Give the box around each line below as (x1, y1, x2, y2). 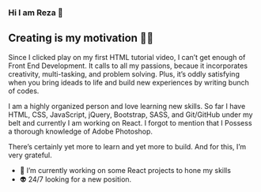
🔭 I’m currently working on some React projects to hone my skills (19, 165, 232, 175)
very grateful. (8, 150, 53, 160)
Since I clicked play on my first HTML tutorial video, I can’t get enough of (8, 52, 246, 62)
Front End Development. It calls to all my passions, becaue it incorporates (8, 61, 248, 70)
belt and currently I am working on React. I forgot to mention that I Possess (8, 118, 252, 127)
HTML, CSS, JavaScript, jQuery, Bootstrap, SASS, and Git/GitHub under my (8, 110, 253, 119)
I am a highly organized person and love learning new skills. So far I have (8, 101, 246, 111)
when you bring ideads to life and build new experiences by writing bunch (8, 77, 249, 87)
